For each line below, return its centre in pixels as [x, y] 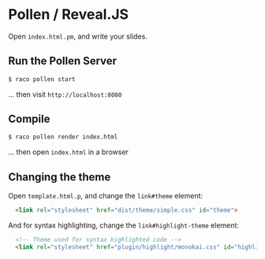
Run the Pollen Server [62, 61]
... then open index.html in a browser [68, 152]
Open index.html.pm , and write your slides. [78, 36]
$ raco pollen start [42, 79]
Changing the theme [60, 177]
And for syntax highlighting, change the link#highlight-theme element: [123, 225]
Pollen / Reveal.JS [68, 15]
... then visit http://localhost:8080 [65, 94]
